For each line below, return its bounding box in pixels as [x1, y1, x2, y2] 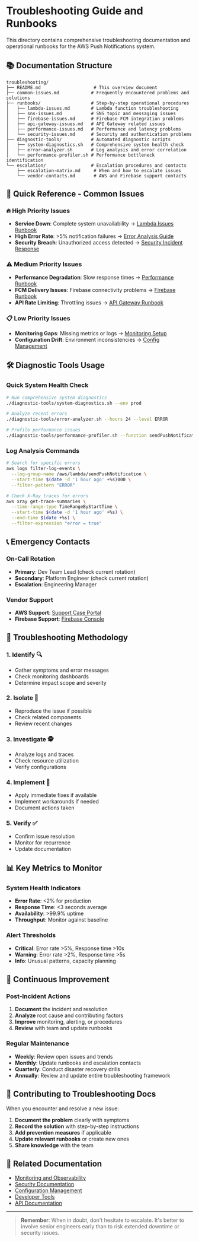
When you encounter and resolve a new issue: [6, 1105, 120, 1112]
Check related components [14, 713, 81, 720]
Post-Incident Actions [6, 992, 71, 1000]
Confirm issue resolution [14, 833, 75, 840]
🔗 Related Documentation [6, 1158, 102, 1168]
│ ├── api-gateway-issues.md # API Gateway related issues [6, 120, 166, 127]
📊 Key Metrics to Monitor [6, 863, 102, 873]
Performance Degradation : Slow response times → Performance [14, 274, 174, 281]
